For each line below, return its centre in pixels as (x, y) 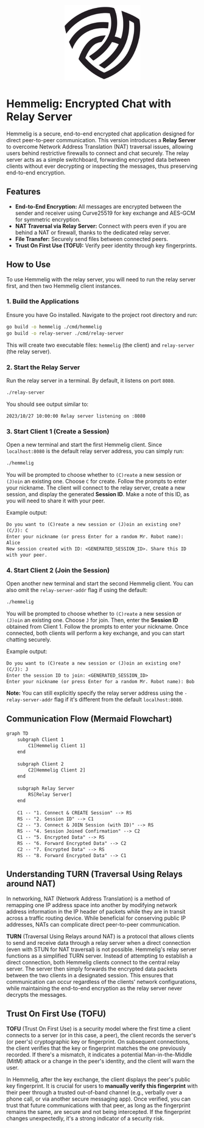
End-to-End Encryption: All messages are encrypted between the (98, 206)
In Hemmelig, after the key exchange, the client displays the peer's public (98, 1079)
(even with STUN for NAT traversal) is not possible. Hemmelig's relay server (101, 949)
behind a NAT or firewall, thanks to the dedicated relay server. (93, 232)
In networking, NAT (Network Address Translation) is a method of (88, 898)
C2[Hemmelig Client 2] (57, 770)
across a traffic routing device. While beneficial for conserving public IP (96, 918)
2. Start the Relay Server (43, 367)
